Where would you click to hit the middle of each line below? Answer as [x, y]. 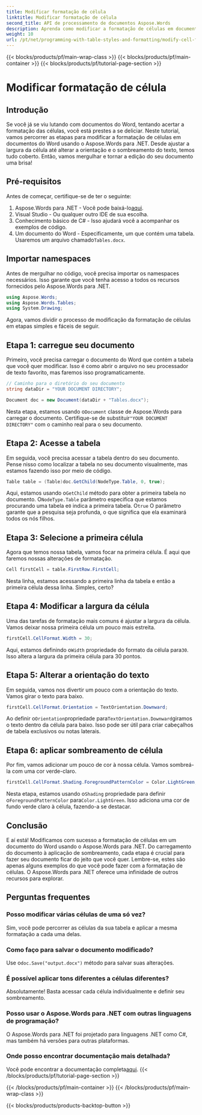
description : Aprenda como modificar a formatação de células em [90, 29]
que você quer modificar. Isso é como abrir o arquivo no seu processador [97, 366]
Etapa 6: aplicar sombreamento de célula [85, 750]
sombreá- [182, 765]
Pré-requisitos [34, 182]
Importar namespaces [49, 259]
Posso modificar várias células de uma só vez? [76, 914]
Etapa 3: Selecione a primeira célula [75, 538]
